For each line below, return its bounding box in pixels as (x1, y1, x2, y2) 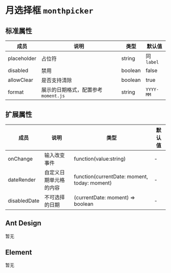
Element (5, 248, 32, 257)
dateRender (8, 176, 36, 183)
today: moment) (73, 179, 112, 186)
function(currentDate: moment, (73, 173, 149, 180)
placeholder (8, 55, 37, 62)
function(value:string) (73, 155, 126, 162)
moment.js (41, 93, 65, 99)
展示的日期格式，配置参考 (41, 86, 103, 93)
